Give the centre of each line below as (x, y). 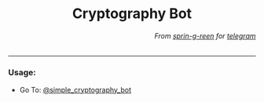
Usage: (22, 73)
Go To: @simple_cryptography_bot (75, 89)
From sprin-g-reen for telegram (205, 35)
